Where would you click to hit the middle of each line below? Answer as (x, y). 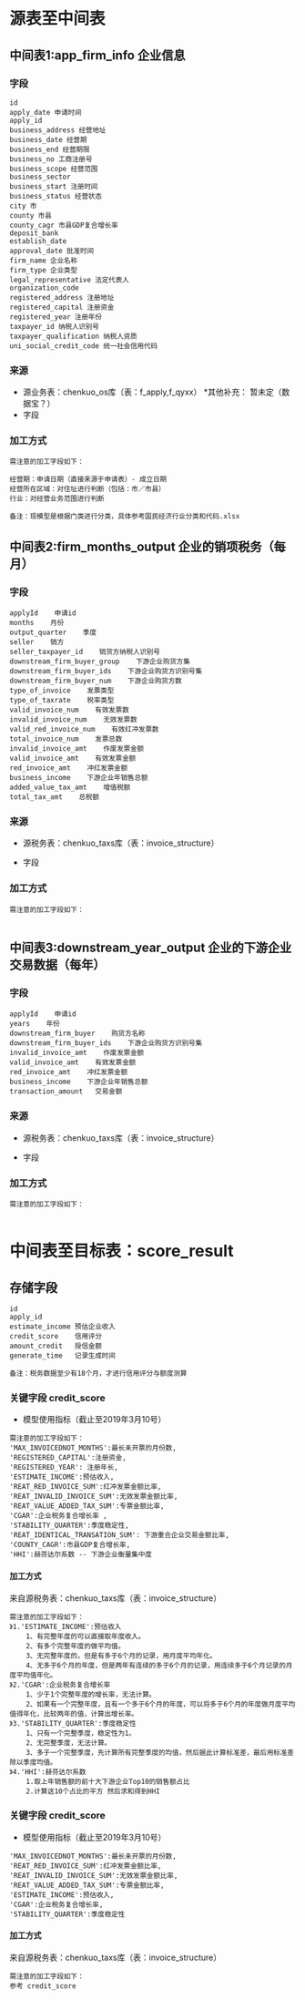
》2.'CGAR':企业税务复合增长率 (60, 1685)
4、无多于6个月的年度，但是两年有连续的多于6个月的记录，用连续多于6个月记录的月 (159, 1665)
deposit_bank (34, 233)
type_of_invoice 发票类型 (62, 691)
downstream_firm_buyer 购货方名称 (77, 1034)
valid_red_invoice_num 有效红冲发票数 (84, 730)
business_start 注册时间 (54, 186)
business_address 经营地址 (58, 130)
